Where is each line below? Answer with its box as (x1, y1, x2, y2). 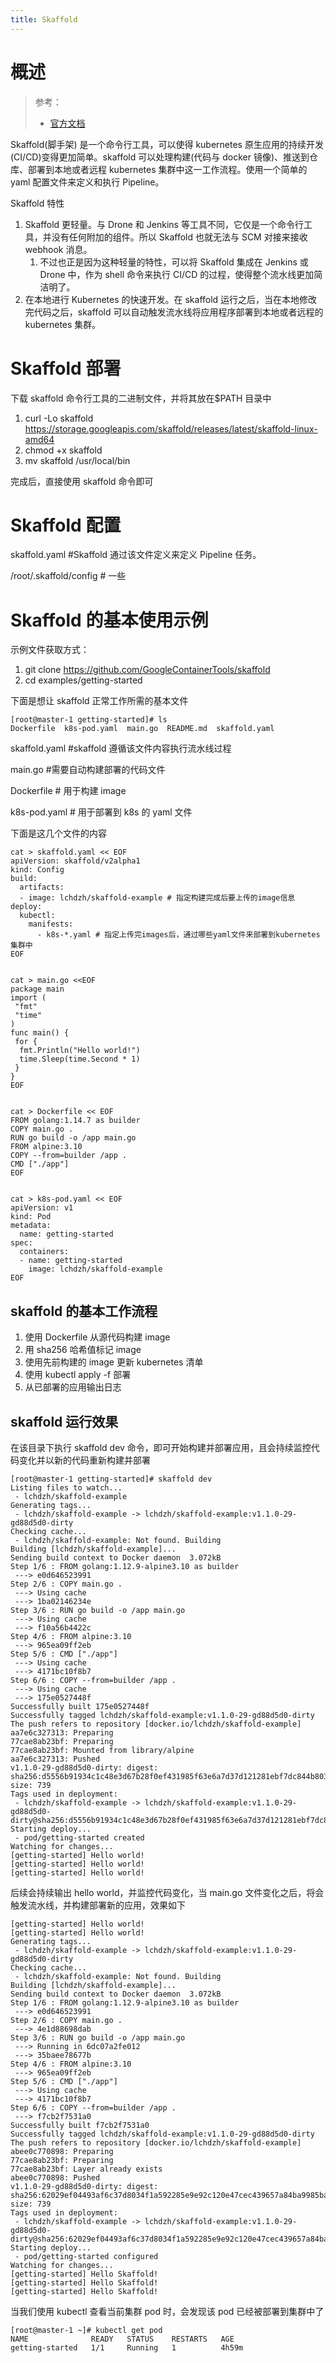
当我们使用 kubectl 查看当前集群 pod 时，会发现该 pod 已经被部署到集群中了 (10, 2306, 325, 2317)
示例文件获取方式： (10, 644, 90, 656)
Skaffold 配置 (10, 514, 122, 536)
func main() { (10, 1028, 70, 1038)
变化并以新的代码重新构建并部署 (18, 1454, 151, 1466)
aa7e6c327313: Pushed (10, 1754, 101, 1764)
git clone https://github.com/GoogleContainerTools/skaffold (24, 664, 271, 676)
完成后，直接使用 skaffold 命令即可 (10, 475, 154, 487)
